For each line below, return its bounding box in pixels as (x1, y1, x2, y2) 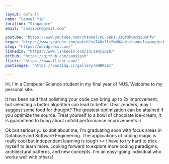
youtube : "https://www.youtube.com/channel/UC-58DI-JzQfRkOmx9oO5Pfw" (5, 35, 156, 40)
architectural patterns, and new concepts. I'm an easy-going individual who (5, 149, 162, 155)
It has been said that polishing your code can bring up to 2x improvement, (5, 96, 158, 102)
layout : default (5, 12, 39, 17)
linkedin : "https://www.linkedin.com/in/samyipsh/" (5, 49, 116, 54)
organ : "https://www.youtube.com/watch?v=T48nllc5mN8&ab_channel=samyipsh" (5, 40, 167, 45)
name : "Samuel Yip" (5, 16, 46, 22)
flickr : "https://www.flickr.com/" (5, 58, 80, 63)
